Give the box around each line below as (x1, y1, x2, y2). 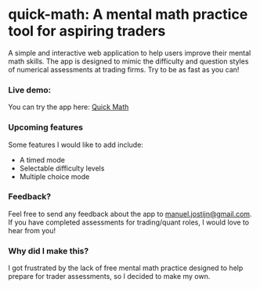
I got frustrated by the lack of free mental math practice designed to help (8, 263, 244, 273)
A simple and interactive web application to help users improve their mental (8, 48, 251, 57)
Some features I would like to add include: (8, 140, 143, 149)
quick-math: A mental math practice (8, 5, 248, 24)
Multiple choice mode (19, 171, 90, 181)
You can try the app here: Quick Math (8, 102, 129, 112)
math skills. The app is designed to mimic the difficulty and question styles (8, 57, 249, 66)
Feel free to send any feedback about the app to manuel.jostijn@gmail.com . (8, 209, 252, 218)
